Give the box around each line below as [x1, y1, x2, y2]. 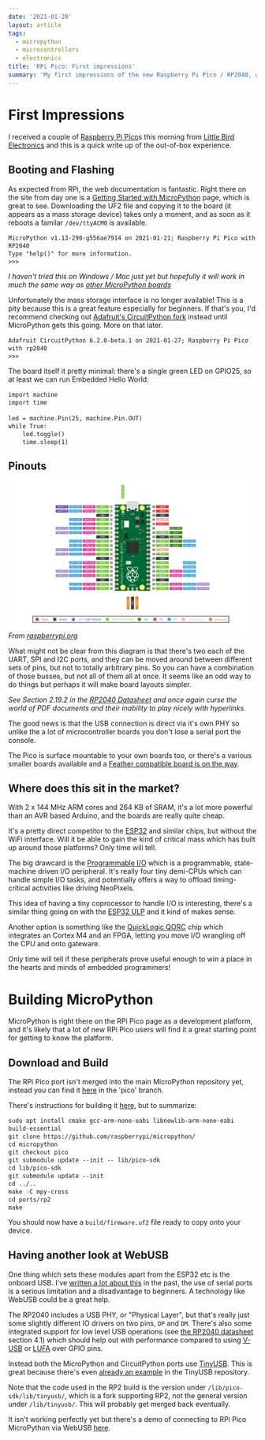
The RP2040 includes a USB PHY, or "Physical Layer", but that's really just [8, 1310, 250, 1319]
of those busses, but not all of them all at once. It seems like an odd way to [8, 671, 252, 681]
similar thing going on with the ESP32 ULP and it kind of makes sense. [8, 907, 237, 916]
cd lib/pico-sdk [8, 1164, 62, 1173]
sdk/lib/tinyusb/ [8, 1392, 65, 1400]
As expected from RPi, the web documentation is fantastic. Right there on [8, 184, 247, 193]
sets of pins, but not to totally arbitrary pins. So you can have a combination [8, 662, 255, 672]
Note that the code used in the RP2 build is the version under [8, 1382, 207, 1392]
